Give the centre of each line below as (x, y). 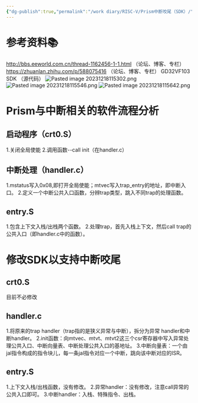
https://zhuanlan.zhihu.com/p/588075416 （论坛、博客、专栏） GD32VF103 (98, 71)
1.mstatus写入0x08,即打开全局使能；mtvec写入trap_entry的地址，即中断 (93, 185)
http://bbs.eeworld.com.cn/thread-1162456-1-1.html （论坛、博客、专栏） (95, 64)
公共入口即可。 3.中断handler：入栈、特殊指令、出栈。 (73, 394)
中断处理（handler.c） (47, 170)
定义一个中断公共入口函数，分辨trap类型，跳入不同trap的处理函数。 (105, 193)
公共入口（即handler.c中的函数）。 (47, 234)
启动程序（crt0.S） (41, 134)
